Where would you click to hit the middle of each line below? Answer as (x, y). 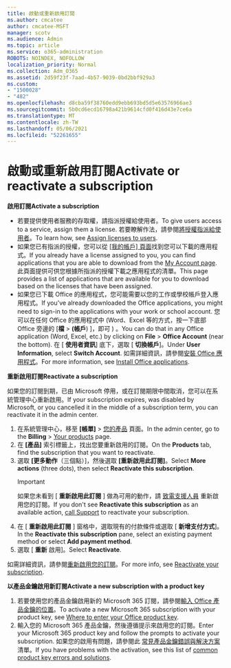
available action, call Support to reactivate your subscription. (103, 513)
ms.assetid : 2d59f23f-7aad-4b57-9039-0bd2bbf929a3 (81, 77)
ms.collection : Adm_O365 (43, 71)
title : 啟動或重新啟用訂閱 (41, 13)
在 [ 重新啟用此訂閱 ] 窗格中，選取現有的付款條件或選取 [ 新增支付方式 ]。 (120, 526)
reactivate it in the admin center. (53, 415)
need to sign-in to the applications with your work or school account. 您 (119, 312)
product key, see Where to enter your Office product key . (98, 617)
